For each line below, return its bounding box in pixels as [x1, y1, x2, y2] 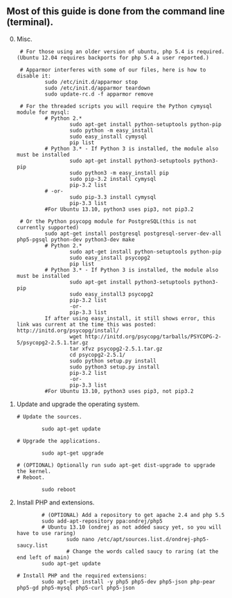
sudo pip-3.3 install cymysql [69, 193, 157, 200]
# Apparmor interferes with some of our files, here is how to [19, 66, 206, 73]
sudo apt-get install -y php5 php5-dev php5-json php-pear [42, 578, 215, 585]
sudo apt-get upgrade [42, 450, 105, 457]
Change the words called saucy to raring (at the [72, 547, 219, 555]
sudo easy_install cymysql [69, 133, 148, 140]
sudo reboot [42, 486, 76, 493]
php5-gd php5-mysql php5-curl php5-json [16, 584, 135, 591]
